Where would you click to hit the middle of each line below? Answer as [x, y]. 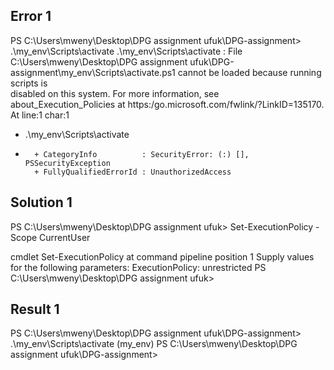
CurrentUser [65, 237]
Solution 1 [41, 202]
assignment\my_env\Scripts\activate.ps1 [93, 72]
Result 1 [35, 309]
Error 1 [31, 16]
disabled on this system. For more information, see [115, 93]
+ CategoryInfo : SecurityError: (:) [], [142, 154]
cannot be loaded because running [249, 72]
